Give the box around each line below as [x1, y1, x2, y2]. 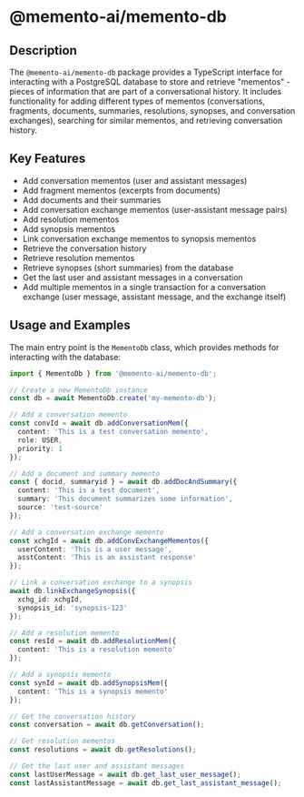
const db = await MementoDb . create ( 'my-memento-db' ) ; [9, 394, 218, 403]
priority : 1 [17, 444, 64, 453]
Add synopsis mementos [22, 223, 116, 234]
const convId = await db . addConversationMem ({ [9, 419, 189, 429]
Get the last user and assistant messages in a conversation [22, 271, 243, 283]
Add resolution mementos [22, 214, 120, 225]
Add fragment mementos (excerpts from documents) [22, 185, 221, 196]
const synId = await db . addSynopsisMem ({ [9, 678, 169, 688]
